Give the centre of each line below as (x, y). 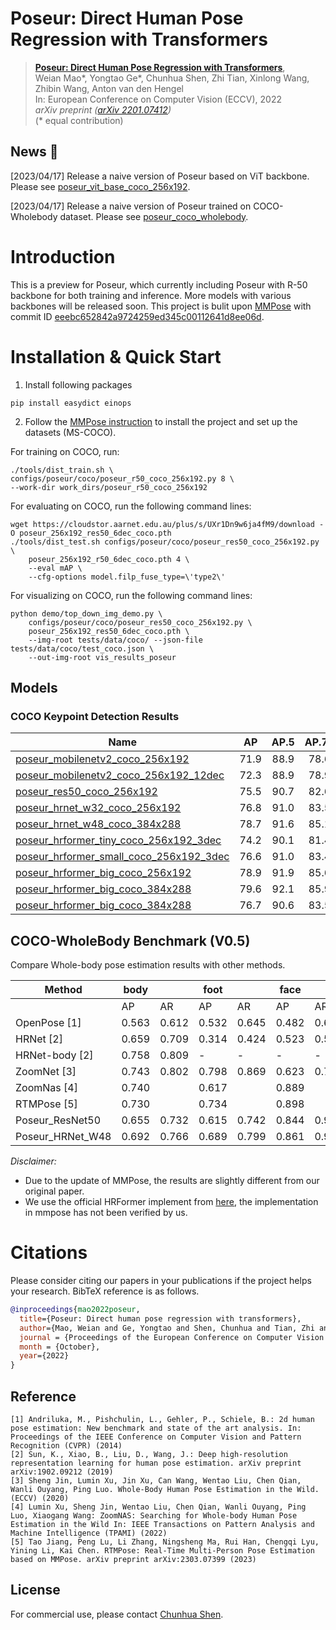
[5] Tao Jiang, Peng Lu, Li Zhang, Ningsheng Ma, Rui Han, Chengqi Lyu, (165, 1542)
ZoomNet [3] (46, 1072)
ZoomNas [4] (46, 1088)
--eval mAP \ (55, 568)
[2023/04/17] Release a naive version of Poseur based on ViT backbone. (160, 176)
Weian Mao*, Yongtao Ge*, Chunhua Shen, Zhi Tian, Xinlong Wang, (172, 78)
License (35, 1590)
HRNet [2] (39, 1039)
